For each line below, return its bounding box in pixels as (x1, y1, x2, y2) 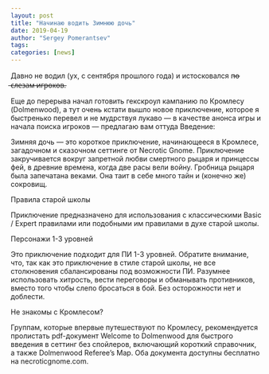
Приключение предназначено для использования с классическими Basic (10, 210, 262, 220)
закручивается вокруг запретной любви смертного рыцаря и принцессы (10, 154, 259, 163)
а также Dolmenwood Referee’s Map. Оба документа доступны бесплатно (10, 348, 260, 357)
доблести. (10, 292, 45, 301)
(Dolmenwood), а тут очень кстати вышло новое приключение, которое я (10, 105, 259, 114)
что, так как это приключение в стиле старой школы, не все (10, 258, 216, 267)
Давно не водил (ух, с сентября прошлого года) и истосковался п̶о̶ (10, 71, 240, 80)
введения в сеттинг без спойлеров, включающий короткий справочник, (10, 340, 257, 349)
